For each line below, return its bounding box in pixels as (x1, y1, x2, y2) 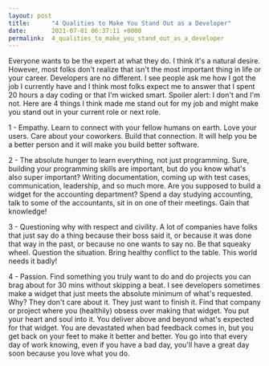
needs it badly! (8, 256, 58, 266)
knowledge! (8, 206, 47, 217)
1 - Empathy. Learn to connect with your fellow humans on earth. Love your (8, 123, 257, 132)
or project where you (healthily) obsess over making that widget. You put (8, 306, 250, 315)
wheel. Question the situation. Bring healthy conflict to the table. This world (8, 248, 258, 258)
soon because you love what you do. (8, 348, 130, 358)
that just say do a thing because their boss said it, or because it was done (8, 230, 252, 241)
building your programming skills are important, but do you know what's (8, 164, 247, 173)
